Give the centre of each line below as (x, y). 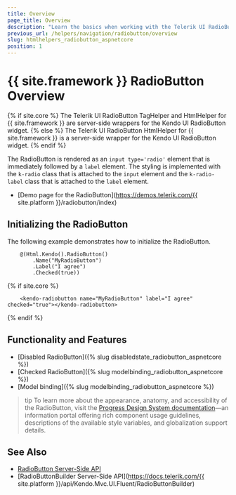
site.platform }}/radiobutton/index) (67, 202)
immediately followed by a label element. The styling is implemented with (114, 166)
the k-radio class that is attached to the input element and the (98, 173)
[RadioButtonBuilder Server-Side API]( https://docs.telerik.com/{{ (111, 476)
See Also (27, 452)
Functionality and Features (67, 340)
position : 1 (25, 46)
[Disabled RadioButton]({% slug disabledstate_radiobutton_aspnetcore (119, 357)
